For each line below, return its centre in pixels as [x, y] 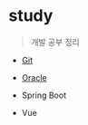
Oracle [34, 77]
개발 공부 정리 [55, 42]
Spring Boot [44, 95]
